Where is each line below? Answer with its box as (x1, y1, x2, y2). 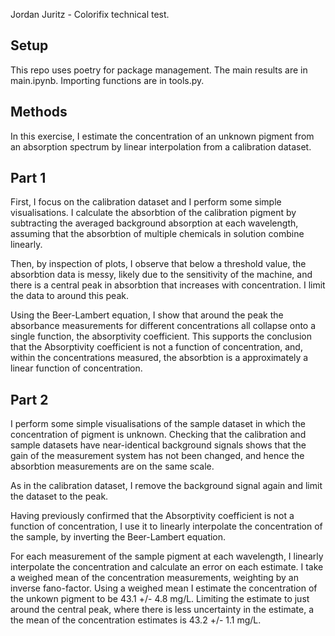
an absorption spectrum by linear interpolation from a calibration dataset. (10, 140, 312, 153)
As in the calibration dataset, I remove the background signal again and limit (10, 480, 323, 492)
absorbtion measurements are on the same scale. (10, 460, 215, 473)
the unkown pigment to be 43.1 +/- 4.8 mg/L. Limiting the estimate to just (10, 593, 310, 605)
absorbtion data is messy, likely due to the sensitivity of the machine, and (10, 269, 313, 281)
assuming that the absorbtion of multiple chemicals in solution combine (10, 228, 305, 240)
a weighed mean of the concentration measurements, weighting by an (10, 572, 299, 584)
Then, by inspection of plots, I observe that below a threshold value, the (10, 258, 307, 270)
